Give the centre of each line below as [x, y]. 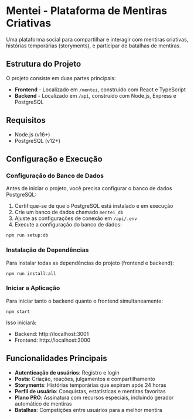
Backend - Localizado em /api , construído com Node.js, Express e [96, 95]
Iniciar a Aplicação [33, 288]
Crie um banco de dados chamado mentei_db [69, 212]
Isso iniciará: [21, 322]
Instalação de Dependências [47, 250]
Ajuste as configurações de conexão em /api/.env [76, 218]
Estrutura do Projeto [44, 64]
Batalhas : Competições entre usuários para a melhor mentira [88, 410]
